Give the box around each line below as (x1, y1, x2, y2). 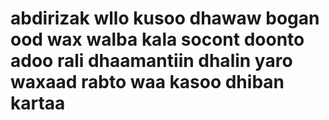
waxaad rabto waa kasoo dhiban (10, 71, 285, 94)
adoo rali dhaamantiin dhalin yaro (10, 50, 293, 72)
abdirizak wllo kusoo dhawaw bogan (10, 7, 320, 30)
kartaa (10, 92, 66, 115)
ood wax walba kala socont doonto (10, 28, 305, 51)
